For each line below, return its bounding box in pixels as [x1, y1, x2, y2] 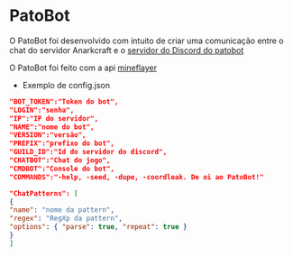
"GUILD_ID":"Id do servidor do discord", [9, 148, 168, 157]
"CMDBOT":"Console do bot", [9, 164, 115, 173]
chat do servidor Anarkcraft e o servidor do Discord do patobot [9, 44, 244, 55]
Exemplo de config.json [22, 79, 111, 90]
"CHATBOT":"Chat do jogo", [9, 156, 111, 165]
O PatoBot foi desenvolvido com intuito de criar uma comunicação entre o [9, 35, 284, 46]
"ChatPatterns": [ [9, 188, 78, 198]
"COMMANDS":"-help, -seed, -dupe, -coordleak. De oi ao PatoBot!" [9, 172, 264, 181]
